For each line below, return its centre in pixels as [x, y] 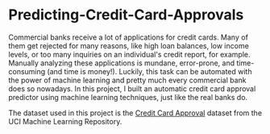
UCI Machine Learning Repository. [65, 121]
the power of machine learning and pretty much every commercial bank [127, 80]
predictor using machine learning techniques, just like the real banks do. [128, 97]
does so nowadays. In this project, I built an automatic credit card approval [132, 88]
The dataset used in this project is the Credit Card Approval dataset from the [135, 113]
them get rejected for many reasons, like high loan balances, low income [129, 45]
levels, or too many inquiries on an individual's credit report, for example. [129, 54]
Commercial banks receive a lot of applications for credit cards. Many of [128, 37]
